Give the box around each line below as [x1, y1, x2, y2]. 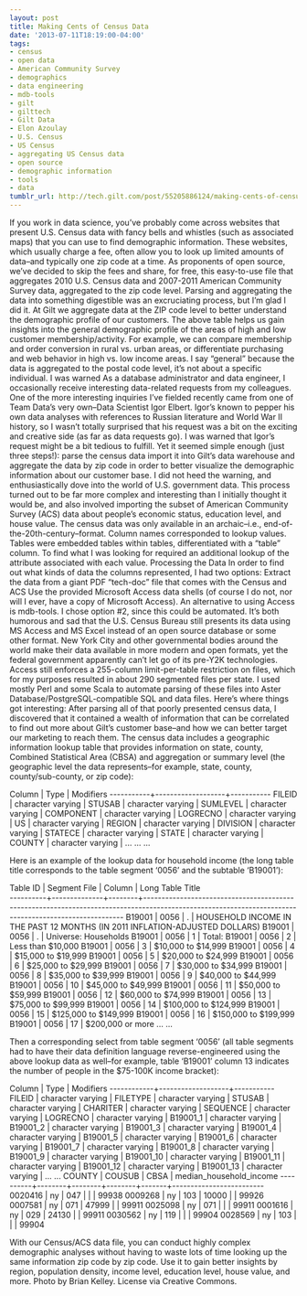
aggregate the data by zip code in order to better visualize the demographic [9, 460, 295, 471]
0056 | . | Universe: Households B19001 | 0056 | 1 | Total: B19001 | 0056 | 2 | [9, 931, 297, 942]
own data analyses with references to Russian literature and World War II [9, 412, 283, 422]
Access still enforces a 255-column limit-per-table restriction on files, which [9, 664, 296, 675]
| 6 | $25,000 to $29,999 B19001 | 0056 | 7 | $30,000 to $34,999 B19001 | [9, 960, 288, 970]
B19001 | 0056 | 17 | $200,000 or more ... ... [9, 1019, 174, 1029]
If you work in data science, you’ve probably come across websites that [9, 217, 281, 228]
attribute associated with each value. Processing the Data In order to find [9, 557, 285, 568]
